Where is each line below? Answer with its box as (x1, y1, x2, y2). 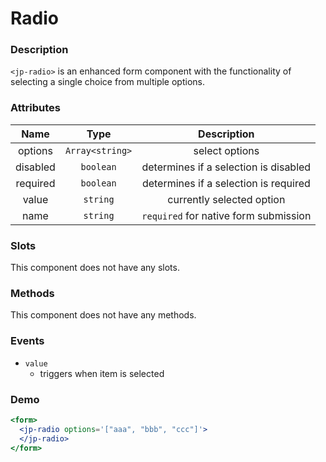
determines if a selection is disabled (141, 160, 312, 174)
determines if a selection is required (141, 176, 311, 190)
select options (193, 143, 260, 157)
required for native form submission (141, 208, 312, 222)
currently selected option (167, 192, 286, 206)
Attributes (10, 101, 61, 115)
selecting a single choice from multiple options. (10, 76, 205, 88)
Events (10, 334, 45, 348)
